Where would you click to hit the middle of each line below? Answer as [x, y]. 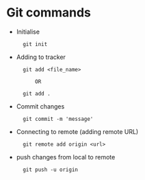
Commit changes [40, 106]
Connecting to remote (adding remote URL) [77, 131]
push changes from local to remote [66, 157]
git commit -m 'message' [58, 119]
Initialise [28, 32]
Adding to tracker [41, 57]
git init [35, 44]
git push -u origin [50, 170]
